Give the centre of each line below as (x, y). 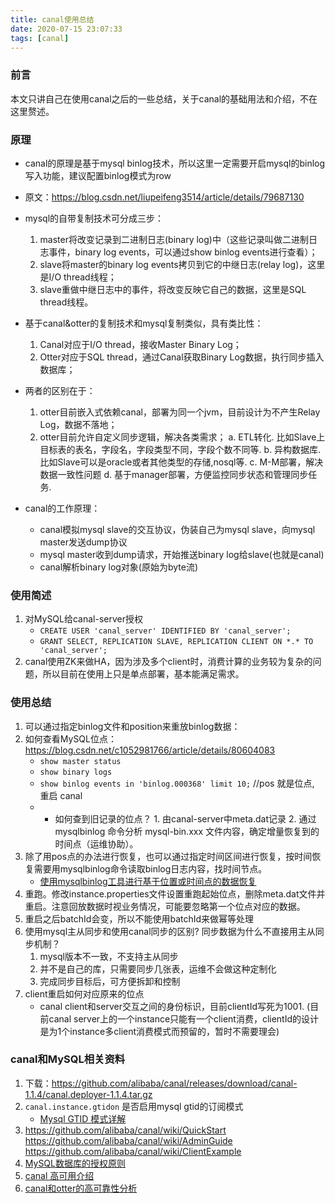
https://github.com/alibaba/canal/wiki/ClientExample (133, 1151)
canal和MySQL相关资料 (68, 1059)
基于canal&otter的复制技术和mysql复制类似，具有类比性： (144, 323)
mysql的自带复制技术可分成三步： (94, 218)
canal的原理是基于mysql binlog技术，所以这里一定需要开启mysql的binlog (175, 163)
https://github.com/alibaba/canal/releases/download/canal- (174, 1083)
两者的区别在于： (60, 390)
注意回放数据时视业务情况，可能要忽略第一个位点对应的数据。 (178, 906)
